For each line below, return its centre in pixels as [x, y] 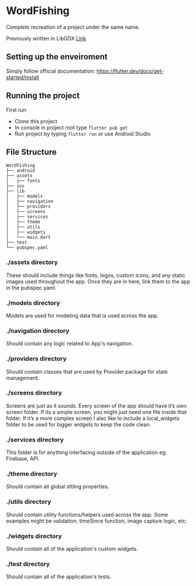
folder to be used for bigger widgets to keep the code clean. [78, 424]
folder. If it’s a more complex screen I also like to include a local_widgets [93, 418]
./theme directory [32, 474]
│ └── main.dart [28, 238]
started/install [23, 77]
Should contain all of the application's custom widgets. [72, 549]
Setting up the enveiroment [57, 57]
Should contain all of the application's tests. [59, 577]
